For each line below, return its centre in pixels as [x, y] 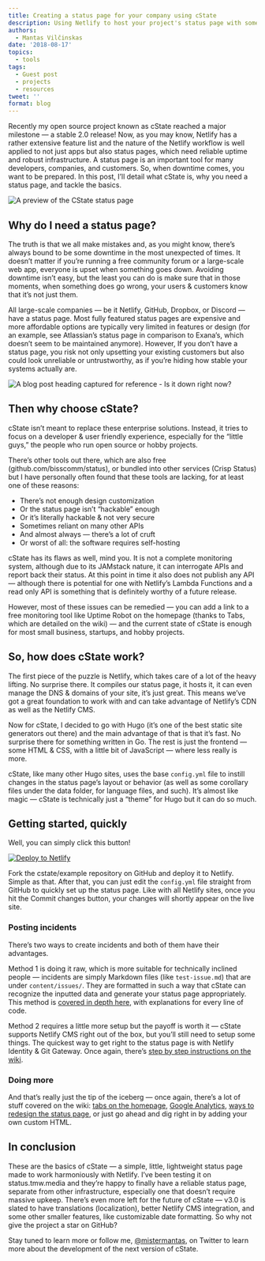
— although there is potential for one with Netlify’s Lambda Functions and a [131, 583]
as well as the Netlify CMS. [52, 709]
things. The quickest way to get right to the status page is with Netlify [121, 1042]
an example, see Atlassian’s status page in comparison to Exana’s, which [126, 335]
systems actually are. [43, 368]
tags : [17, 67]
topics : [21, 52]
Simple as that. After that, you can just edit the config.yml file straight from [130, 882]
